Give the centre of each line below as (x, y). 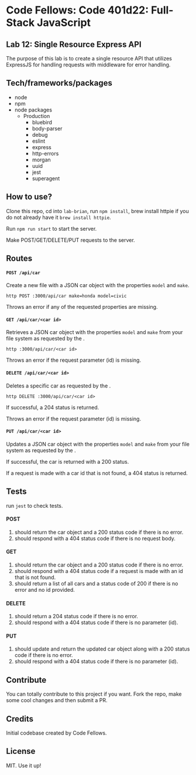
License (21, 751)
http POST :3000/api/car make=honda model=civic (66, 296)
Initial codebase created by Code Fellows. (56, 733)
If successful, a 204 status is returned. (53, 407)
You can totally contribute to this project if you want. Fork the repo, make (94, 694)
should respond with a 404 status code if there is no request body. (95, 538)
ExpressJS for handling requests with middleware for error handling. (88, 65)
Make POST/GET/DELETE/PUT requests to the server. (71, 240)
